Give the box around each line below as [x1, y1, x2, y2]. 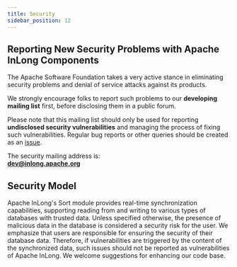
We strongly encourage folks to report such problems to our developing [7, 94, 218, 103]
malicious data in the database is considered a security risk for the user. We [7, 221, 229, 230]
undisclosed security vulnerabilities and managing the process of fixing [7, 123, 221, 132]
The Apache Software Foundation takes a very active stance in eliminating [7, 73, 224, 81]
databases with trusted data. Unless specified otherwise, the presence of [7, 214, 221, 222]
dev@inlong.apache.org [7, 159, 81, 168]
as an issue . [7, 138, 42, 147]
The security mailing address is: [7, 152, 100, 160]
